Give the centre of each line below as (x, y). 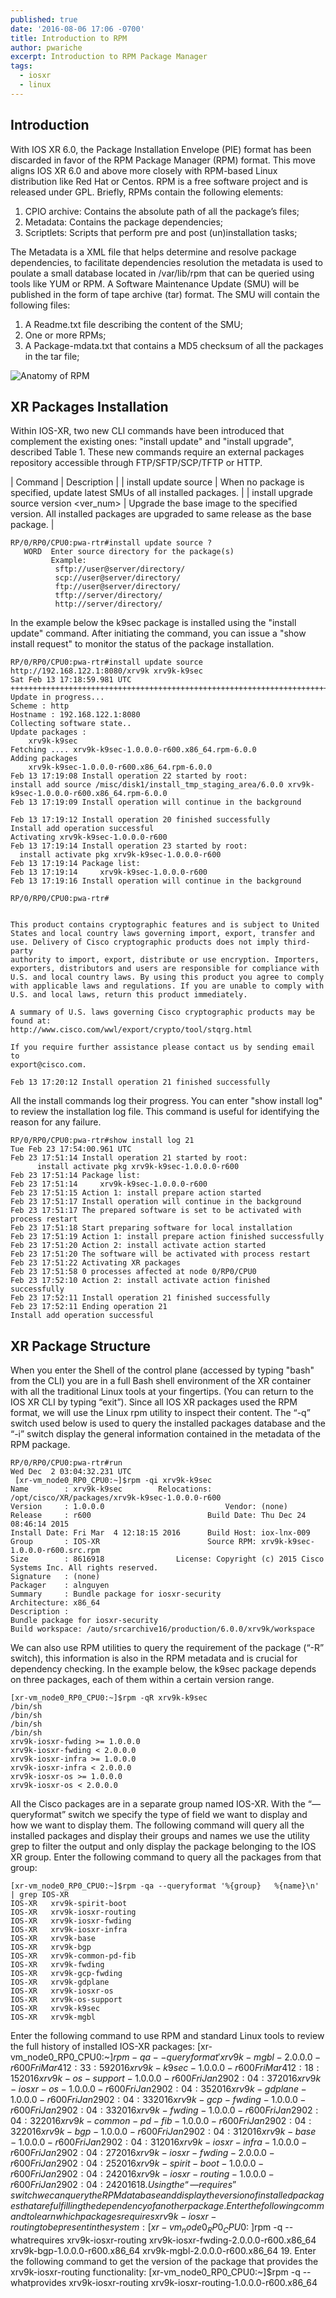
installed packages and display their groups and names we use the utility (160, 1836)
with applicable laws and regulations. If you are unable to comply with (167, 986)
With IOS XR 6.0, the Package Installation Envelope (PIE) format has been (161, 149)
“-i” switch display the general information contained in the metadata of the (165, 1434)
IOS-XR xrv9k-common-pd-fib (73, 1956)
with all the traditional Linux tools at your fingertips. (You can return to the (162, 1392)
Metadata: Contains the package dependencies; (124, 222)
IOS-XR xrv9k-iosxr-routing (73, 1912)
